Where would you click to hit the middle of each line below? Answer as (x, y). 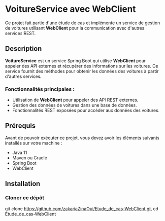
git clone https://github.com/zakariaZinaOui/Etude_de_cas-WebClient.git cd (82, 209)
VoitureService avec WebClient (71, 9)
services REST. (20, 33)
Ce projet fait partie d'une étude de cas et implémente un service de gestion (82, 23)
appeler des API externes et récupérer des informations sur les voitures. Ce (82, 66)
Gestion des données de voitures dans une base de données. (74, 105)
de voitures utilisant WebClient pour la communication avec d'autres (75, 28)
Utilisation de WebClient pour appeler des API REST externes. (75, 100)
